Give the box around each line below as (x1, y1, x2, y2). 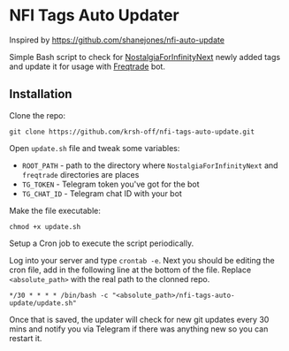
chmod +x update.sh (9, 222, 81, 231)
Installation (9, 87, 72, 102)
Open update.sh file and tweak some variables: (9, 142, 180, 153)
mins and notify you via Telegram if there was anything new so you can (9, 324, 269, 334)
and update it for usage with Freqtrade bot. (9, 61, 166, 72)
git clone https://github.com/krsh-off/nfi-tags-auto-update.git (9, 127, 255, 136)
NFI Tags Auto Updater (9, 5, 179, 26)
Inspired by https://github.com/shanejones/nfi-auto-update (9, 34, 225, 45)
